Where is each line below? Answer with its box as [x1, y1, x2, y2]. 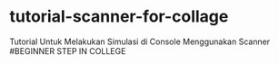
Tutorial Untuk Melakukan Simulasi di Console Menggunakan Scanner [9, 36, 271, 47]
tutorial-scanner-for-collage [9, 6, 229, 27]
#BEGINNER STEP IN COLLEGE [9, 45, 126, 56]
